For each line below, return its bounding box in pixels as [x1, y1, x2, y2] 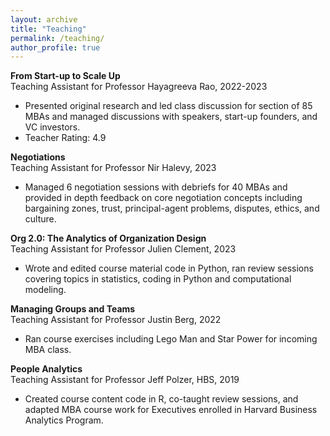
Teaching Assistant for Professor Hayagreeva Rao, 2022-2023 [10, 81, 268, 93]
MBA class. [24, 344, 72, 356]
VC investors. [24, 121, 81, 133]
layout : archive [10, 14, 78, 25]
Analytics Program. [24, 414, 104, 426]
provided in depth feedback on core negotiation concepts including [24, 192, 303, 204]
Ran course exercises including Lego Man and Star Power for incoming [24, 333, 318, 345]
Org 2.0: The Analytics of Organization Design [10, 232, 207, 245]
